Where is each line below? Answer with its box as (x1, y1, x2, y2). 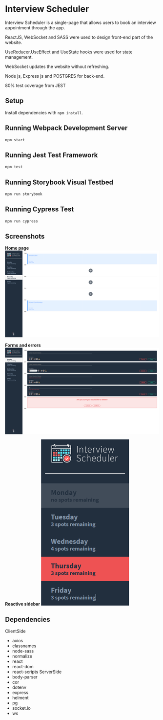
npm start (5, 137, 25, 142)
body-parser (12, 674, 38, 680)
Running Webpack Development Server (5, 124, 128, 132)
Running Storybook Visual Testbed (5, 178, 114, 186)
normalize (12, 654, 33, 659)
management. (5, 54, 33, 60)
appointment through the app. (5, 24, 65, 30)
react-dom (12, 664, 34, 670)
